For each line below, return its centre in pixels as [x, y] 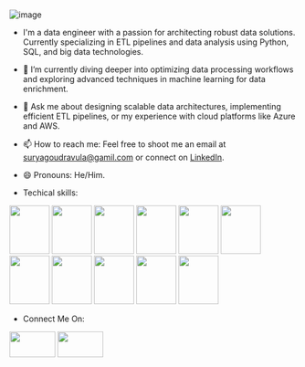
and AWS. [42, 126]
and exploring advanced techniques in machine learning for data [144, 79]
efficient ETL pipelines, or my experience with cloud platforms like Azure [159, 116]
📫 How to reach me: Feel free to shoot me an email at [124, 144]
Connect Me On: [53, 319]
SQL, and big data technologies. [83, 51]
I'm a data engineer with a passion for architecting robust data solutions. [159, 32]
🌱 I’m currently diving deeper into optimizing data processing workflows [158, 69]
